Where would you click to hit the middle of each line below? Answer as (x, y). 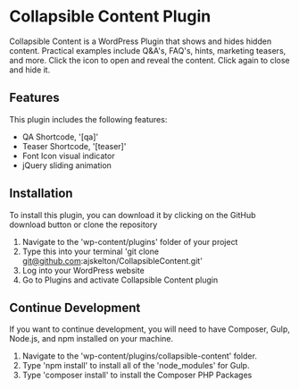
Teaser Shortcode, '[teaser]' (74, 146)
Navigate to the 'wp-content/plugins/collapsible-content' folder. (139, 356)
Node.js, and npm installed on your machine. (91, 339)
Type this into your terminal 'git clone (90, 251)
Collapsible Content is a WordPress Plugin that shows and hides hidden (141, 41)
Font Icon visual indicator (68, 156)
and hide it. (30, 70)
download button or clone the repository (83, 224)
